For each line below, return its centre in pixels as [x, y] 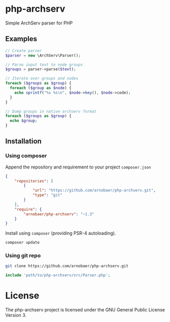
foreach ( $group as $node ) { [41, 88]
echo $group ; [24, 121]
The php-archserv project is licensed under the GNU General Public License [85, 310]
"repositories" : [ [34, 181]
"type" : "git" [47, 195]
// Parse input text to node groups [44, 65]
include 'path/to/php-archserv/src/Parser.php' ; [58, 275]
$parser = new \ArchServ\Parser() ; [43, 55]
